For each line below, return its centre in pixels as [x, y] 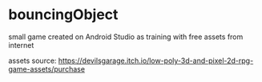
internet [21, 45]
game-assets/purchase [47, 68]
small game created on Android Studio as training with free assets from [126, 37]
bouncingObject [63, 15]
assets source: [32, 61]
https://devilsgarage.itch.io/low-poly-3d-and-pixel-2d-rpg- [156, 61]
